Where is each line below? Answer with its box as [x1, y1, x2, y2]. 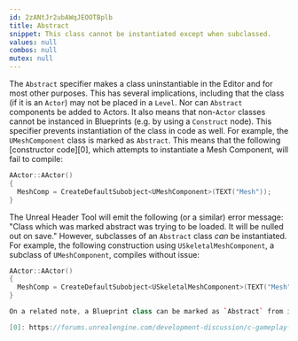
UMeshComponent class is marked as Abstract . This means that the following [9, 135, 281, 145]
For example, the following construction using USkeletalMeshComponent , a [9, 240, 275, 251]
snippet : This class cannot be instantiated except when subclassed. [9, 29, 272, 38]
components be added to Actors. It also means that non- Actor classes [9, 107, 266, 117]
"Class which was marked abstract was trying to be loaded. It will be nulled [9, 221, 284, 231]
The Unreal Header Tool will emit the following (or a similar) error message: [9, 212, 284, 222]
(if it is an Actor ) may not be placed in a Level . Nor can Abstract [9, 97, 243, 107]
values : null [9, 37, 58, 47]
